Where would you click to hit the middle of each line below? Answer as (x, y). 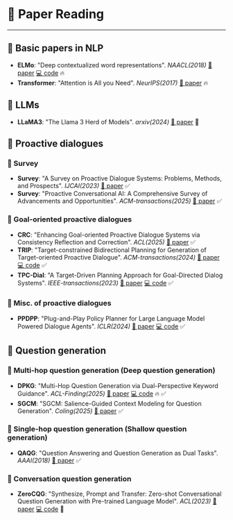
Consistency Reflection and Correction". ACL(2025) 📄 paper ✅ (106, 242)
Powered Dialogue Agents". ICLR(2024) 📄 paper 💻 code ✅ (101, 326)
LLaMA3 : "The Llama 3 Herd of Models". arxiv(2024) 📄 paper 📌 (108, 121)
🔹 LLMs (23, 105)
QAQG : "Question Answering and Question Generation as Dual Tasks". (118, 453)
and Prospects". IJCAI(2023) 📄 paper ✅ (74, 186)
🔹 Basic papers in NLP (55, 48)
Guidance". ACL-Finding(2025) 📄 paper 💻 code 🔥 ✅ (92, 393)
